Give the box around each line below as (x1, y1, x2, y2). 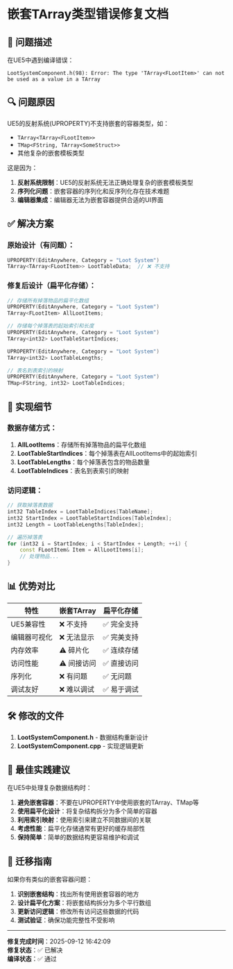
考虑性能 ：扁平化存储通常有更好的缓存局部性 (17, 825, 146, 833)
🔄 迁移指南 (7, 855, 52, 867)
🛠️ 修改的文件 (7, 710, 64, 722)
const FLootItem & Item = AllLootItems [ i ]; (19, 547, 144, 554)
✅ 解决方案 (7, 218, 54, 230)
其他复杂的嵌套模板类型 (17, 149, 85, 157)
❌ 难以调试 (59, 684, 95, 694)
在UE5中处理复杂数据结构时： (7, 784, 92, 792)
